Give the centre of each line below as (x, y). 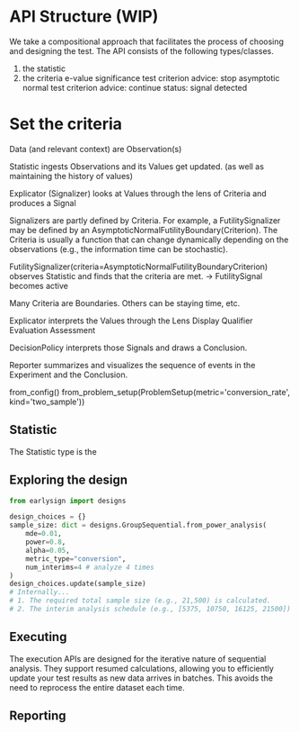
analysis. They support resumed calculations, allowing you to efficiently (141, 668)
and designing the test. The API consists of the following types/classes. (141, 50)
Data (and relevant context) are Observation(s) (96, 149)
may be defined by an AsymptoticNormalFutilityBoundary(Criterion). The (144, 230)
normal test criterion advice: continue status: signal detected (135, 87)
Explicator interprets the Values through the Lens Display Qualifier (131, 321)
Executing (38, 637)
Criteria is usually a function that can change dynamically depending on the (149, 239)
